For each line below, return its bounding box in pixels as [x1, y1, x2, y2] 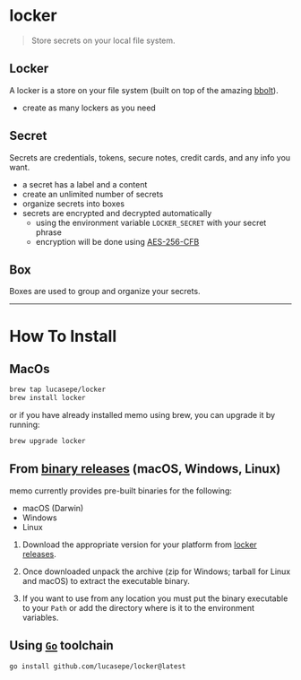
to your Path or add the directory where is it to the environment [21, 602, 255, 613]
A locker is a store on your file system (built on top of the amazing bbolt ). [9, 84, 279, 95]
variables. [21, 612, 59, 623]
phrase [35, 226, 63, 238]
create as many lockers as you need [21, 102, 157, 113]
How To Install [9, 326, 117, 346]
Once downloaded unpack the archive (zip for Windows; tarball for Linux [21, 566, 291, 577]
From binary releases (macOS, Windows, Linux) [9, 461, 281, 476]
